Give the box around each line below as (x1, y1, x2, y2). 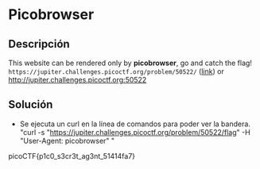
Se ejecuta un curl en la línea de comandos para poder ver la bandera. (19, 119, 250, 129)
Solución (8, 98, 53, 112)
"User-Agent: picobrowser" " (19, 136, 115, 145)
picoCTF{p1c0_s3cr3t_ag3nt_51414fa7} (8, 151, 136, 160)
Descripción (8, 37, 70, 51)
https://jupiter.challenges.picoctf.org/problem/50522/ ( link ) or (8, 67, 224, 76)
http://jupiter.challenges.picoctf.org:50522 (8, 75, 147, 84)
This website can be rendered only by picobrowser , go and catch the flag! (8, 58, 253, 67)
